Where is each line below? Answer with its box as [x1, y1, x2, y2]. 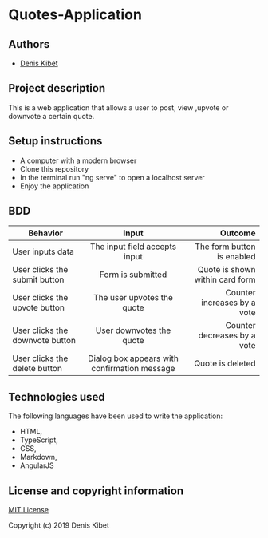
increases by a [201, 297, 256, 308]
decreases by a [198, 330, 256, 341]
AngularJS [19, 461, 54, 470]
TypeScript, [19, 435, 58, 445]
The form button [195, 241, 256, 252]
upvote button [12, 302, 65, 313]
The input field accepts [90, 241, 177, 252]
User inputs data [12, 246, 74, 257]
